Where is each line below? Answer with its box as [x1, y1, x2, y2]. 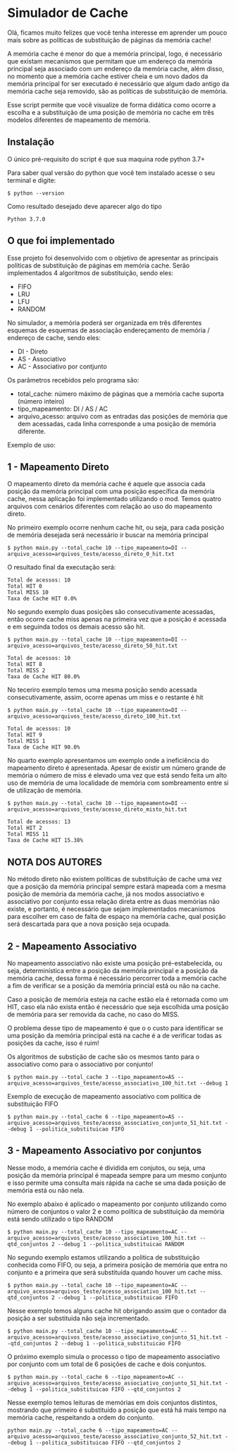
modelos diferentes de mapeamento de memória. [7, 115, 151, 124]
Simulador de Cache [7, 5, 129, 21]
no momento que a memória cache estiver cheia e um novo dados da [7, 72, 209, 80]
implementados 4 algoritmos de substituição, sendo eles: [7, 268, 174, 277]
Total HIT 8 [7, 661, 42, 668]
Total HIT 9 [7, 732, 42, 739]
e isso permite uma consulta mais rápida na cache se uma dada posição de [7, 1178, 226, 1187]
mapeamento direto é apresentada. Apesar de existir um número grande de [7, 764, 226, 772]
